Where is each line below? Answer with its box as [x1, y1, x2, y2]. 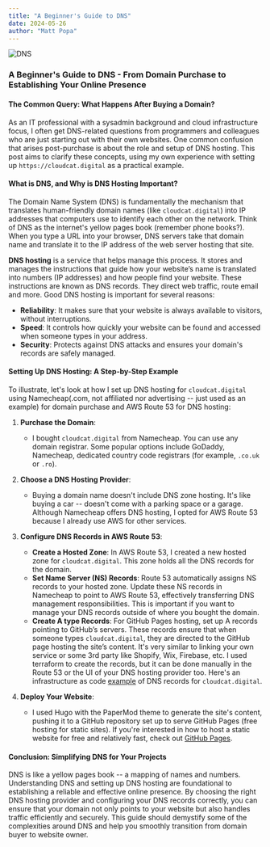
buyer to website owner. [8, 830, 89, 840]
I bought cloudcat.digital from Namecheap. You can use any [31, 433, 239, 443]
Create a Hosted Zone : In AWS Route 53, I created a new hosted [31, 547, 247, 557]
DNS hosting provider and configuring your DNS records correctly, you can [8, 795, 258, 805]
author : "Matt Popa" [8, 27, 78, 35]
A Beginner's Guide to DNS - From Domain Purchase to [8, 70, 226, 81]
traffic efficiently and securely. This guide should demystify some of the [8, 813, 247, 823]
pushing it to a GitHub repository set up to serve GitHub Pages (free [31, 716, 258, 726]
